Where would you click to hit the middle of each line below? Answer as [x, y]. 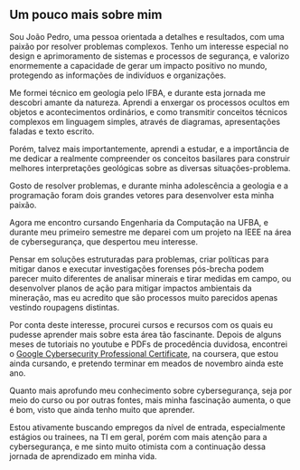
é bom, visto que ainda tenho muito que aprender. [102, 409]
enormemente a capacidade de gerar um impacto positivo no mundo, [139, 65]
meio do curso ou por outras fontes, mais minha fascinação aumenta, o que [150, 400]
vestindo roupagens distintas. [65, 307]
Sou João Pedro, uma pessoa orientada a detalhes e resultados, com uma [147, 36]
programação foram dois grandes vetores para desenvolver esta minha [142, 195]
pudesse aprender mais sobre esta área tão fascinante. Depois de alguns [145, 334]
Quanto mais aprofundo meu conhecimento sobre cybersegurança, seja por [150, 390]
